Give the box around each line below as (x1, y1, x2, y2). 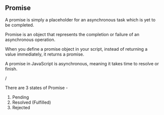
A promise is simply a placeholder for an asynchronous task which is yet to (5, 17, 156, 22)
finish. (5, 66, 18, 72)
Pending (12, 94, 29, 100)
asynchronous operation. (5, 37, 56, 42)
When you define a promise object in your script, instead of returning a (5, 46, 148, 52)
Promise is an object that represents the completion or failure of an (5, 31, 140, 37)
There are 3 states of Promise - (5, 85, 68, 91)
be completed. (5, 22, 34, 28)
